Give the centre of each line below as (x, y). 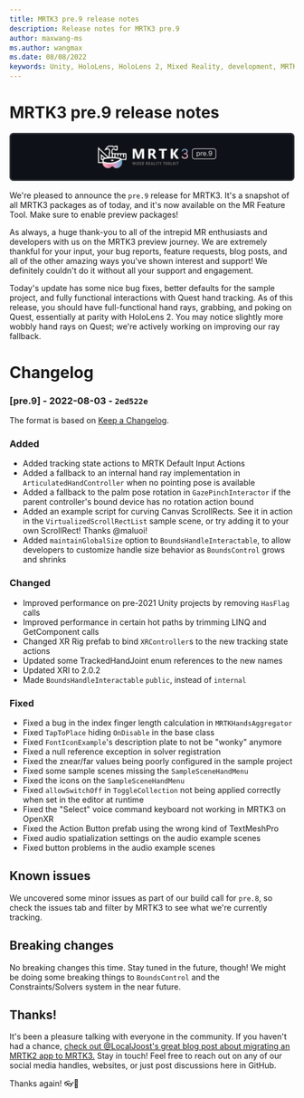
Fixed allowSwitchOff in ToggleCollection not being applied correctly (152, 790)
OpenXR (38, 819)
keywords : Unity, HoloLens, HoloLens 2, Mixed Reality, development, (143, 67)
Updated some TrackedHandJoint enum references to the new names (152, 660)
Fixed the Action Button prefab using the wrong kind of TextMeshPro (150, 828)
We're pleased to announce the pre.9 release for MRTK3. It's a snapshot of (149, 195)
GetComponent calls (61, 631)
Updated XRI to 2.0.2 (62, 670)
